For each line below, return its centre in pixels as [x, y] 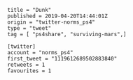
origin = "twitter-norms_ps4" [51, 22]
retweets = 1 [26, 65]
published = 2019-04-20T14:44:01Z [58, 16]
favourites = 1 [29, 71]
